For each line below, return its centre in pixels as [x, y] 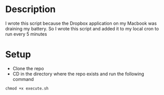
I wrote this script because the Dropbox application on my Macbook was [81, 23]
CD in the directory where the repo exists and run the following [78, 74]
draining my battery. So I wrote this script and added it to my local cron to [82, 28]
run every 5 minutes [26, 34]
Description [30, 9]
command [23, 79]
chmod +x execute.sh [27, 88]
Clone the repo [28, 68]
